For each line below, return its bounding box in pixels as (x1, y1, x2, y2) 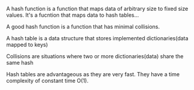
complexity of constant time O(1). (6, 77, 89, 84)
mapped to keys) (6, 41, 48, 48)
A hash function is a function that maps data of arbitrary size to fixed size (6, 5, 189, 12)
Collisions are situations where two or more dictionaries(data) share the (6, 53, 184, 59)
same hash (6, 59, 34, 66)
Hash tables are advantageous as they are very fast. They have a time (6, 71, 180, 77)
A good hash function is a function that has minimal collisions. (6, 23, 160, 30)
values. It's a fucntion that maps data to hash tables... (6, 11, 139, 19)
